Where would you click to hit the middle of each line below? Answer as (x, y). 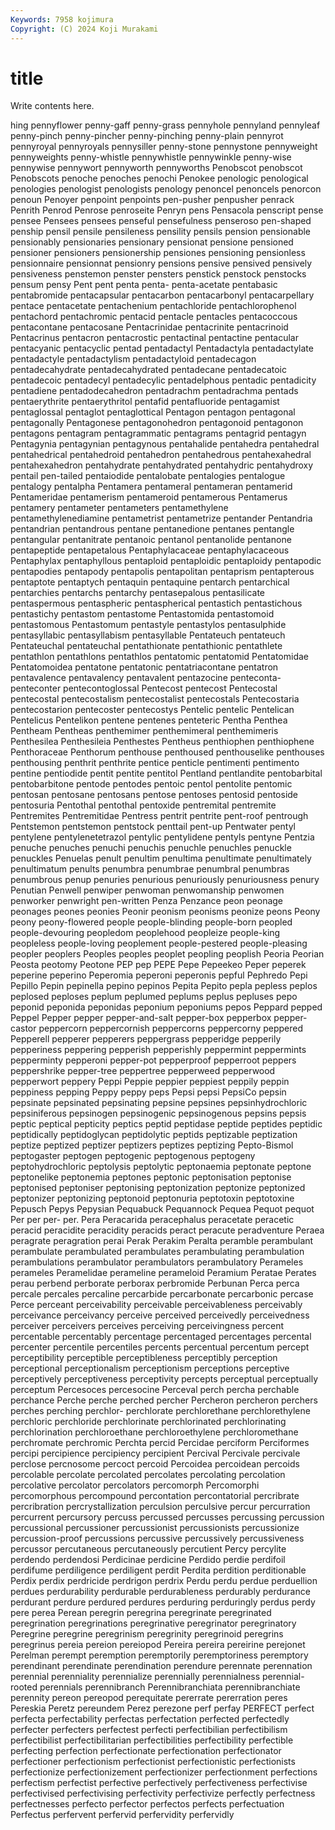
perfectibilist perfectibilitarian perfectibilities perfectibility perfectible (152, 1740)
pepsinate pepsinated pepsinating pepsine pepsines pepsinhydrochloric (159, 1103)
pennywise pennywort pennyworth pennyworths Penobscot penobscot (156, 168)
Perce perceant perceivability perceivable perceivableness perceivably (156, 1305)
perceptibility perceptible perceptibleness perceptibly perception (144, 1358)
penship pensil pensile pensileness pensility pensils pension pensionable (161, 232)
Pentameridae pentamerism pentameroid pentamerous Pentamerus (149, 497)
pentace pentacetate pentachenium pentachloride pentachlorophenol (153, 306)
